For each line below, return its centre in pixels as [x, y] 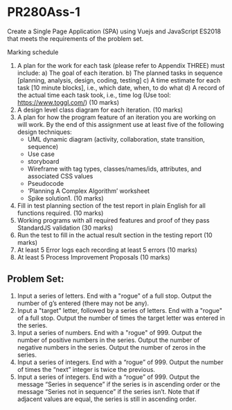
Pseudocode [46, 183]
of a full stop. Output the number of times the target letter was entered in [121, 318]
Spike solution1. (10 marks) [65, 198]
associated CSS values [60, 176]
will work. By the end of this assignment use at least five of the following [121, 124]
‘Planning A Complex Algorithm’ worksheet [89, 191]
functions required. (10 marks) [60, 213]
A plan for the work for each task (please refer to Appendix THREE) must [121, 65]
